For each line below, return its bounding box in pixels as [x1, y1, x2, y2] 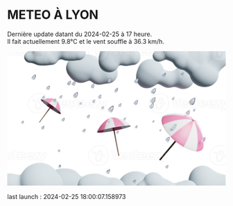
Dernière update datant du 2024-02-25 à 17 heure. [7, 30, 153, 38]
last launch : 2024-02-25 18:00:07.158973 [7, 193, 126, 201]
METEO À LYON [7, 7, 99, 23]
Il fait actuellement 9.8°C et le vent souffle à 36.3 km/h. [7, 37, 165, 45]
